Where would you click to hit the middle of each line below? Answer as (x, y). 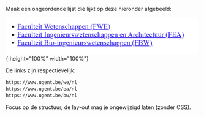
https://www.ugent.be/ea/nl (42, 89)
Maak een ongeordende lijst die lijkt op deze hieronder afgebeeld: (89, 9)
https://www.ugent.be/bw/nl (42, 96)
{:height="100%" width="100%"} (47, 59)
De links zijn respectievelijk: (41, 70)
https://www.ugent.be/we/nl (42, 83)
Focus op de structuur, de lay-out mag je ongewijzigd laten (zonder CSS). (98, 107)
